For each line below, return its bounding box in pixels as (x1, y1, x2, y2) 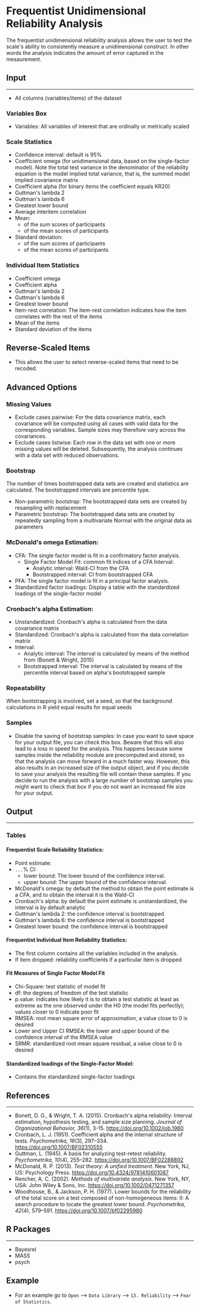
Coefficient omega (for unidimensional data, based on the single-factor (14, 157, 189, 165)
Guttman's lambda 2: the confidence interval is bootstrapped (14, 910, 165, 917)
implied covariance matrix (14, 177, 79, 184)
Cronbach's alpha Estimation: (6, 604, 94, 613)
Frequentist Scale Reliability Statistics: (6, 846, 104, 853)
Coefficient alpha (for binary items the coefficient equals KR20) (14, 183, 171, 190)
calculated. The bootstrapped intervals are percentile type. (6, 486, 151, 493)
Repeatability (6, 684, 46, 692)
